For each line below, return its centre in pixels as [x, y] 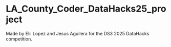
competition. [19, 39]
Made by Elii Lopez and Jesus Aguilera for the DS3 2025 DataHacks [78, 33]
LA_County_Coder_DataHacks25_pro [86, 9]
